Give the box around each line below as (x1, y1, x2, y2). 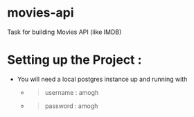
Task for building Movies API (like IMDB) (7, 28, 122, 36)
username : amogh (44, 88, 99, 96)
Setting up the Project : (7, 52, 142, 68)
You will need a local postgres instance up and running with (17, 75, 188, 83)
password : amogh (44, 102, 98, 110)
